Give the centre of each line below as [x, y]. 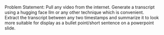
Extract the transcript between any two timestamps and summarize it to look [82, 17]
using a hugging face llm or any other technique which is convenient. [74, 12]
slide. [10, 28]
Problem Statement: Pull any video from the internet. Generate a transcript [80, 7]
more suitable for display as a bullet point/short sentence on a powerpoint [79, 23]
